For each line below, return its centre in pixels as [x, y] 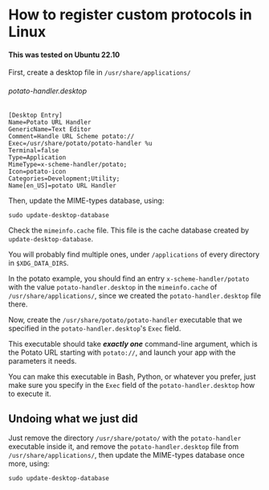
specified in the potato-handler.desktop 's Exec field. [95, 328]
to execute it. [30, 393]
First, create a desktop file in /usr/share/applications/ [100, 72]
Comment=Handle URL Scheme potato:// [71, 136]
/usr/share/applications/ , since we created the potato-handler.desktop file [135, 295]
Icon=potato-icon [37, 171]
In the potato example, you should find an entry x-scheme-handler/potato [129, 278]
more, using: [29, 463]
